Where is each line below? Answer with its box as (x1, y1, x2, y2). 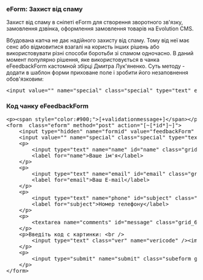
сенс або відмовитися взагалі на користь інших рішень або (6, 43, 160, 50)
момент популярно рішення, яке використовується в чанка (6, 56, 160, 64)
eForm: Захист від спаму (6, 5, 83, 13)
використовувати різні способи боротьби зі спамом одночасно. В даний (6, 50, 194, 57)
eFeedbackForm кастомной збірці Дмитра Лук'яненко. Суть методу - (6, 62, 185, 70)
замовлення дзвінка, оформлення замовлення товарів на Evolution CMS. (6, 25, 194, 32)
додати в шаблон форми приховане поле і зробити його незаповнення (6, 69, 188, 76)
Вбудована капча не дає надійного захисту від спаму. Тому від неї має (6, 37, 190, 44)
